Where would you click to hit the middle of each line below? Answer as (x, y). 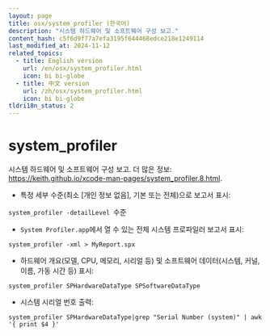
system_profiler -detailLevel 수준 (67, 212)
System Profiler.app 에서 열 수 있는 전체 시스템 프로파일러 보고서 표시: (132, 229)
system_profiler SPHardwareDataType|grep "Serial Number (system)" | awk (135, 317)
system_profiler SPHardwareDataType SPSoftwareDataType (104, 286)
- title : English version (59, 61)
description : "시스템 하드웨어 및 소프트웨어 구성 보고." (94, 31)
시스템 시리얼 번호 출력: (57, 302)
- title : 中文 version (53, 83)
